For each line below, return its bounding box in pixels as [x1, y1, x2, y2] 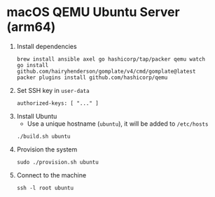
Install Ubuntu [16, 112, 57, 120]
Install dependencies [16, 42, 78, 50]
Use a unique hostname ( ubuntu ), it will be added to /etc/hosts [27, 119, 209, 128]
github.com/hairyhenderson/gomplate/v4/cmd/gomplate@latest [16, 68, 196, 75]
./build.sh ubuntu [16, 133, 71, 140]
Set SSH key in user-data [16, 86, 90, 94]
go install [16, 61, 49, 68]
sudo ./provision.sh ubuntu [16, 159, 99, 166]
